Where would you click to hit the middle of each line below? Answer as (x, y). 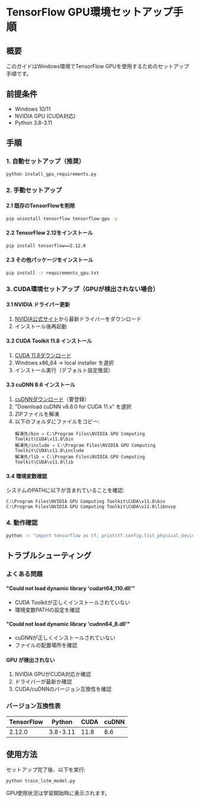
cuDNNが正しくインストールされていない (65, 638)
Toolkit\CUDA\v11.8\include (49, 451)
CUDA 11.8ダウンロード (43, 355)
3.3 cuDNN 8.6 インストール (41, 385)
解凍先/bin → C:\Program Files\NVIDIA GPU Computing (80, 434)
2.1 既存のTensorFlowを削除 (41, 205)
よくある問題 (25, 574)
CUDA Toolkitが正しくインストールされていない (72, 602)
